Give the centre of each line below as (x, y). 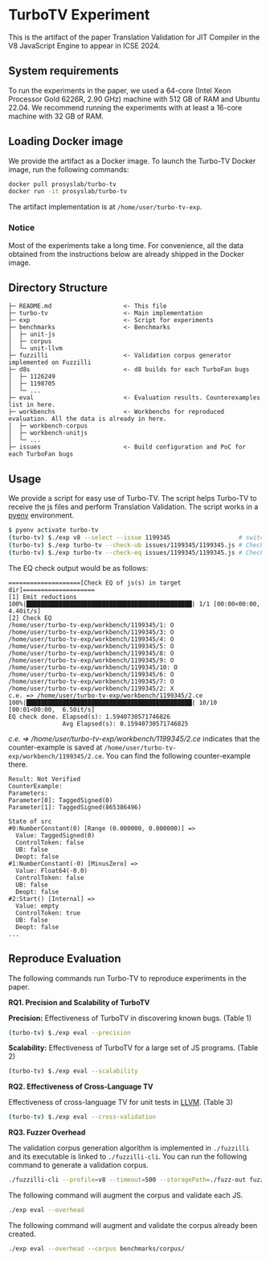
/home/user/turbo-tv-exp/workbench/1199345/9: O (91, 660)
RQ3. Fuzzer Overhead (47, 1132)
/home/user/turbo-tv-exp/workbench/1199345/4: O (91, 639)
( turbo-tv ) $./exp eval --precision (70, 1032)
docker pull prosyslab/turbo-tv (62, 184)
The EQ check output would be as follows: (78, 568)
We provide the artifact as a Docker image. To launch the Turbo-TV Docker (132, 161)
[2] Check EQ (30, 618)
